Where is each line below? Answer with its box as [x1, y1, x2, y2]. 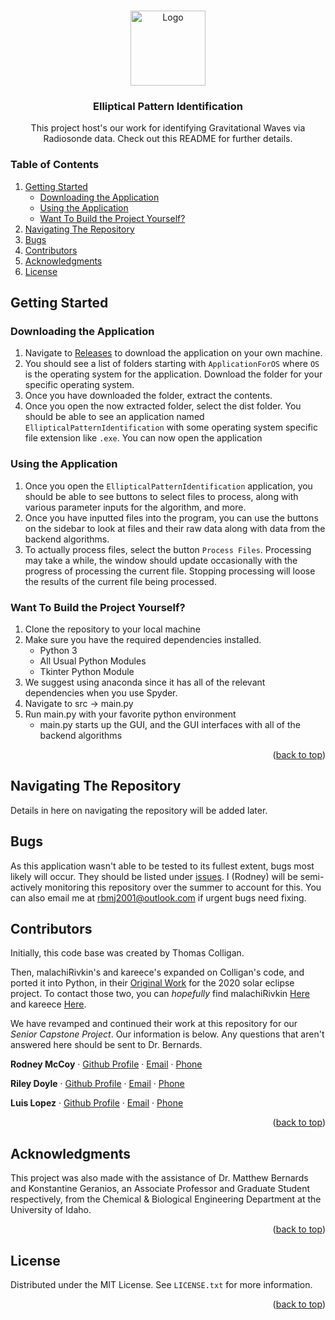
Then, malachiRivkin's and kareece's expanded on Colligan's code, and [10, 966, 305, 979]
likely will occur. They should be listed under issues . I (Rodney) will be [10, 870, 298, 882]
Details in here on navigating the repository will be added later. [10, 804, 268, 816]
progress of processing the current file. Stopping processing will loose [24, 565, 316, 577]
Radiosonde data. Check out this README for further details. [43, 133, 293, 145]
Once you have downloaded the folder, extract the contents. [24, 390, 273, 402]
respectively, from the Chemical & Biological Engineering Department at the [10, 1193, 322, 1205]
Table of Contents [10, 158, 100, 172]
